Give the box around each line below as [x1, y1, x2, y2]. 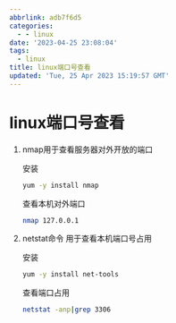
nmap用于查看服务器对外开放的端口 [21, 144, 154, 155]
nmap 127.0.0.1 [21, 216, 80, 225]
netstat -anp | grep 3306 [21, 305, 112, 314]
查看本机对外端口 [21, 198, 86, 208]
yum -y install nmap [21, 181, 99, 190]
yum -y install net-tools [21, 270, 119, 279]
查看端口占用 [21, 287, 70, 298]
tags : [9, 47, 29, 55]
